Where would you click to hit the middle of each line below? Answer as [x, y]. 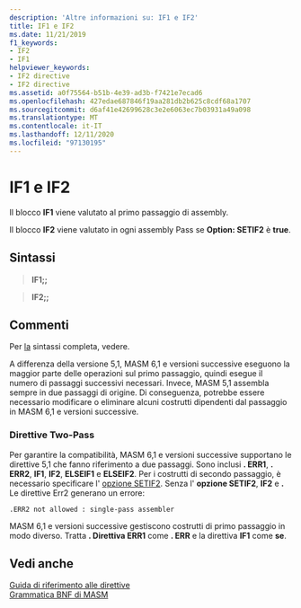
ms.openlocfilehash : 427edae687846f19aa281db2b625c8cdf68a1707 [130, 101]
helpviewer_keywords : [50, 68]
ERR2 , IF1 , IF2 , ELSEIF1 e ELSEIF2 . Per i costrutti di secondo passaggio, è [145, 473]
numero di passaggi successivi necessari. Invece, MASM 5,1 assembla [139, 383]
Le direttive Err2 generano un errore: [77, 493]
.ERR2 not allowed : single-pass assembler [92, 509]
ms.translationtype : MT [54, 118]
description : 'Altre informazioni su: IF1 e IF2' [104, 18]
